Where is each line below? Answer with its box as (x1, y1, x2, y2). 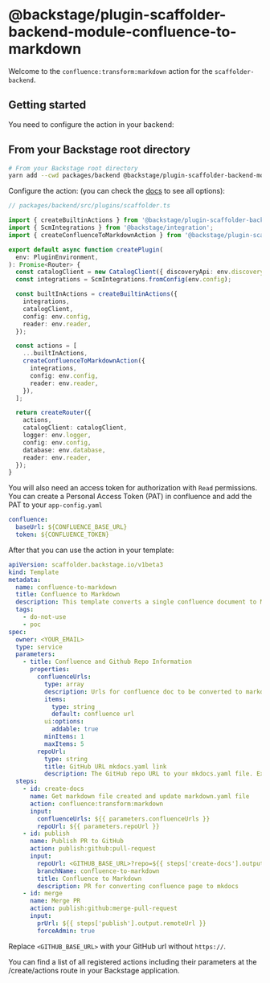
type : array (43, 680, 84, 688)
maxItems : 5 (43, 739, 84, 748)
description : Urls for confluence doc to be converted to (43, 687, 243, 696)
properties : (29, 666, 70, 674)
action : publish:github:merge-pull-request (29, 904, 178, 913)
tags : (15, 605, 35, 614)
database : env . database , (22, 446, 106, 454)
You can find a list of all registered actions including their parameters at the (8, 956, 257, 966)
